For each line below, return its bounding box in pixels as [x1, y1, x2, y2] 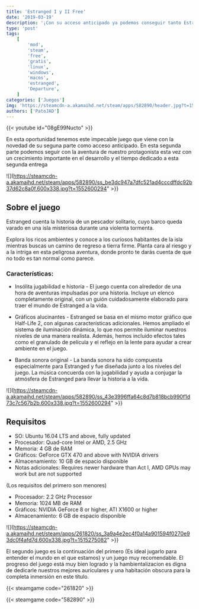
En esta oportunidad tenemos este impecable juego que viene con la [6, 136, 174, 143]
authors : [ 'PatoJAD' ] [6, 108, 60, 114]
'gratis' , [27, 58, 52, 64]
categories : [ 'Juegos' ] [6, 97, 65, 103]
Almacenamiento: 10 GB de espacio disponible [14, 458, 129, 465]
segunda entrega [6, 161, 48, 168]
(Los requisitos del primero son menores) [6, 482, 107, 489]
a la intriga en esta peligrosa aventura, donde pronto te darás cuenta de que [6, 249, 192, 256]
